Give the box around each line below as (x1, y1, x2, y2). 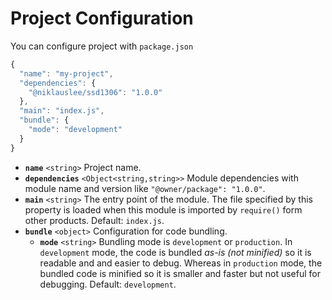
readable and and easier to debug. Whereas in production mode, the (39, 257, 323, 269)
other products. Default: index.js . (24, 214, 165, 226)
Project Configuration (10, 7, 194, 30)
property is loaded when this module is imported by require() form (24, 203, 303, 216)
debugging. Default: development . (39, 278, 177, 290)
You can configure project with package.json (10, 40, 194, 52)
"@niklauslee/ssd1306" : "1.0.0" (28, 87, 163, 97)
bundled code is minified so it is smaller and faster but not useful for (39, 267, 321, 279)
